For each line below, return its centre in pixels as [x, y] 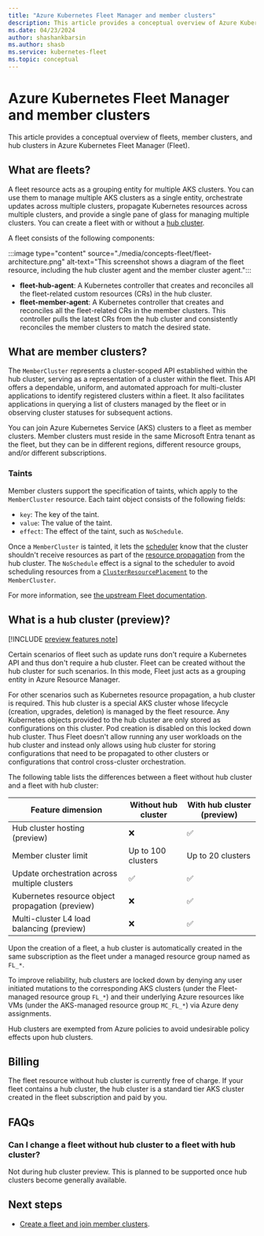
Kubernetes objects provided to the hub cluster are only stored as [115, 720]
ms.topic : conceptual [44, 60]
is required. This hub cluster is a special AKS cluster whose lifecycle [119, 703]
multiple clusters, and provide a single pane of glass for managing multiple [129, 214]
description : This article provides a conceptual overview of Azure [123, 23]
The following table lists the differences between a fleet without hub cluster [130, 776]
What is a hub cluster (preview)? [89, 620]
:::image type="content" [47, 253]
